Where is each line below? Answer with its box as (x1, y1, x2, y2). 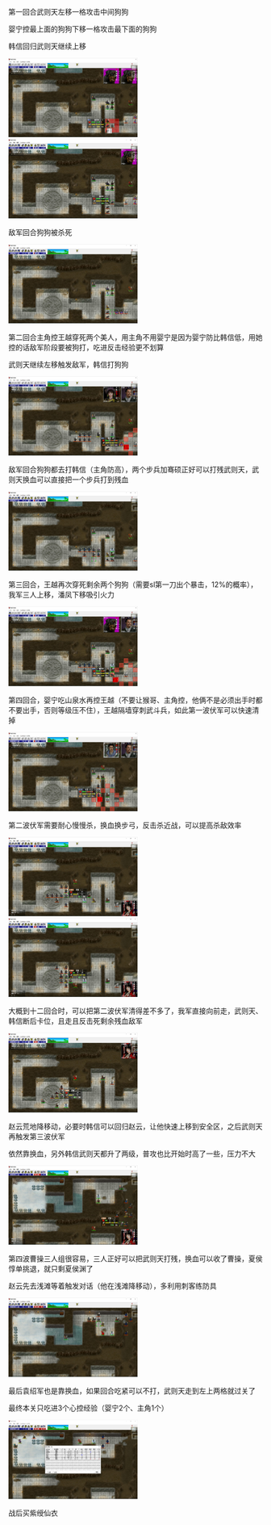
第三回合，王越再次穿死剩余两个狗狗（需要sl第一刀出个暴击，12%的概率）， (8, 580, 258, 589)
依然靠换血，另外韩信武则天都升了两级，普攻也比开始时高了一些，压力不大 (8, 1149, 256, 1158)
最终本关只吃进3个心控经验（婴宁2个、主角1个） (8, 1403, 169, 1413)
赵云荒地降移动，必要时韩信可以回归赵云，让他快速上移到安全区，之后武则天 (8, 1121, 263, 1131)
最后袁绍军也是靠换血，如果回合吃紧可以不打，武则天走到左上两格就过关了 (8, 1386, 256, 1395)
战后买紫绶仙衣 (8, 1508, 58, 1518)
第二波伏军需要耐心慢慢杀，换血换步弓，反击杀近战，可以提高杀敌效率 (8, 820, 242, 830)
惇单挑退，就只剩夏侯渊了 (8, 1263, 94, 1273)
